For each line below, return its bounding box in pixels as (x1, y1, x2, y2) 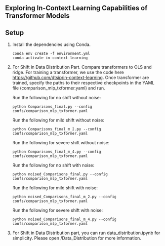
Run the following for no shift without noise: (12, 95, 101, 101)
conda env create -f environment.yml (12, 51, 90, 56)
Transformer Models (5, 12, 70, 20)
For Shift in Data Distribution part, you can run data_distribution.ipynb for (12, 230, 161, 236)
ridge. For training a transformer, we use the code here (12, 69, 124, 76)
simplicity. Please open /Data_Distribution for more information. (12, 235, 142, 241)
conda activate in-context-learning (12, 55, 88, 61)
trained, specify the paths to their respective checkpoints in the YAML (12, 80, 155, 86)
